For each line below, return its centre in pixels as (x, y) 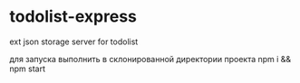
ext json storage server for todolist (74, 41)
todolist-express (73, 17)
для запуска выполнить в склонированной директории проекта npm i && (150, 59)
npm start (28, 69)
